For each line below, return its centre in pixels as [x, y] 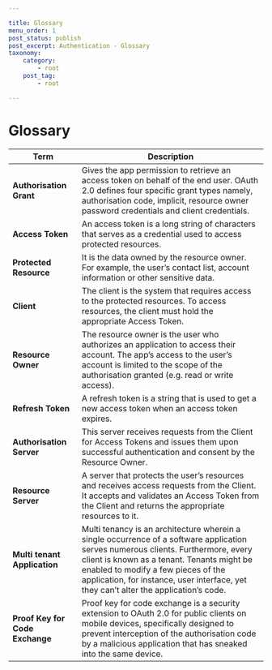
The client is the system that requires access [166, 290]
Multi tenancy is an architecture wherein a [161, 529]
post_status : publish [45, 38]
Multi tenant [36, 554]
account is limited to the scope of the [152, 364]
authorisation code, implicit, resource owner [165, 200]
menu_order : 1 [32, 30]
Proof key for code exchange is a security [161, 603]
